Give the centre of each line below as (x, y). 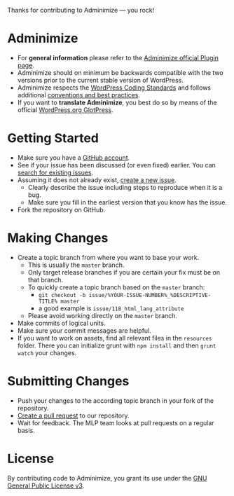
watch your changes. (47, 352)
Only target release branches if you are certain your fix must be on (124, 272)
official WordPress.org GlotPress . (65, 110)
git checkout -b (62, 295)
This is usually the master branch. (76, 265)
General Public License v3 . (46, 485)
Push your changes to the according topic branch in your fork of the (116, 400)
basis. (26, 430)
